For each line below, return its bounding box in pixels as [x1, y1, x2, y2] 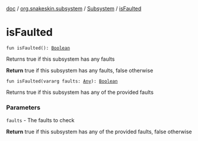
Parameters [6, 103, 40, 112]
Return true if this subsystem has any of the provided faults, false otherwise [6, 128, 192, 135]
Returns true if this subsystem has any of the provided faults [6, 88, 154, 96]
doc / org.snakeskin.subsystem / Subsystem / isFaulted [6, 5, 142, 12]
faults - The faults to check [6, 117, 75, 124]
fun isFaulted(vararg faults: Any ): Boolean [6, 78, 118, 84]
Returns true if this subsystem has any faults [6, 55, 115, 63]
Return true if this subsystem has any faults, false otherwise [6, 67, 154, 74]
